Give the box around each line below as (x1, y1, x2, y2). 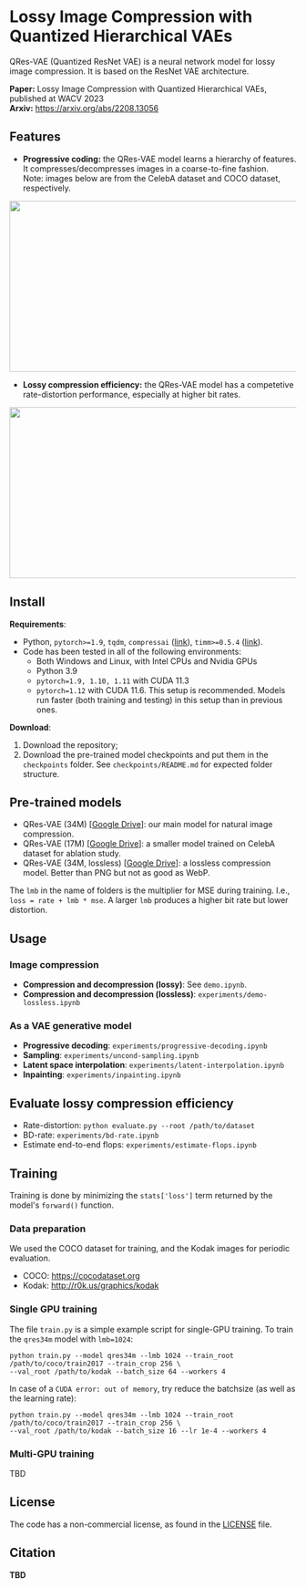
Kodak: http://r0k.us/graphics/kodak (22, 1280, 159, 1292)
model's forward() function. (9, 1199, 115, 1210)
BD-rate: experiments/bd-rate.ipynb (22, 1129, 159, 1141)
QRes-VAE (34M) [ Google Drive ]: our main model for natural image (22, 819, 273, 830)
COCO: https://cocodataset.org (22, 1271, 141, 1282)
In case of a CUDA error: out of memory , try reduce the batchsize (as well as (9, 1383, 296, 1394)
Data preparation (9, 1222, 87, 1235)
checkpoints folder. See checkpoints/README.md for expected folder (22, 759, 273, 770)
